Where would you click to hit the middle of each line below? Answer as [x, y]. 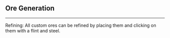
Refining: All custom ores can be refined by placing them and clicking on [81, 25]
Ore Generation [30, 8]
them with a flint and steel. [33, 30]
